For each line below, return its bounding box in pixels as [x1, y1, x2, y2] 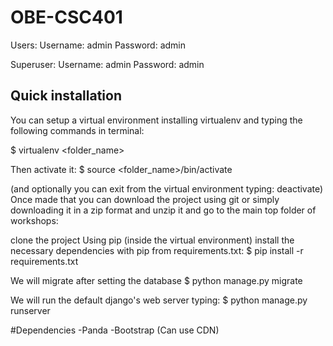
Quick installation [10, 87, 123, 105]
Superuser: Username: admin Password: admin [10, 58, 205, 70]
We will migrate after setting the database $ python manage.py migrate [10, 274, 303, 286]
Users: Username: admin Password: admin [10, 39, 187, 51]
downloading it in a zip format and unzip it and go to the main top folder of [10, 204, 317, 216]
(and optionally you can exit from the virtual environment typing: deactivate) [10, 182, 324, 195]
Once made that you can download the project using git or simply [10, 193, 280, 205]
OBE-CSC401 [10, 6, 123, 29]
